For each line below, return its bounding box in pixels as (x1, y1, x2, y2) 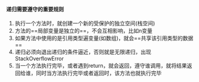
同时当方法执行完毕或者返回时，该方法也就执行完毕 (35, 70, 162, 77)
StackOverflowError (14, 55, 64, 62)
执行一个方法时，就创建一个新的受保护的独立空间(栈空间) (14, 20, 155, 27)
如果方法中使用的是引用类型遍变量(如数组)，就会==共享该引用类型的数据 (14, 34, 194, 42)
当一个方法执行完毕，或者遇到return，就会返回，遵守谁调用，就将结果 (14, 62, 187, 70)
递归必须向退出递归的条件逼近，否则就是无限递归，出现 (14, 48, 151, 56)
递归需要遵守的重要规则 (6, 5, 64, 12)
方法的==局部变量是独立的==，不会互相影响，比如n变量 (14, 27, 153, 34)
